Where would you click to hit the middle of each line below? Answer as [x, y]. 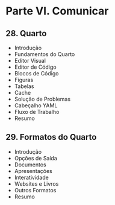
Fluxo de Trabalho [37, 112]
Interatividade [31, 177]
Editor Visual [30, 61]
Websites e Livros [36, 184]
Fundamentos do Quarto [45, 54]
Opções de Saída [36, 158]
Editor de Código [35, 67]
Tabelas [24, 86]
